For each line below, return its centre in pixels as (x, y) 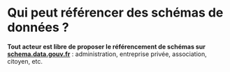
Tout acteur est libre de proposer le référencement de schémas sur (107, 46)
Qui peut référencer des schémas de (115, 13)
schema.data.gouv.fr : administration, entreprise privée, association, (107, 54)
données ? (38, 27)
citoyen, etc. (25, 61)
